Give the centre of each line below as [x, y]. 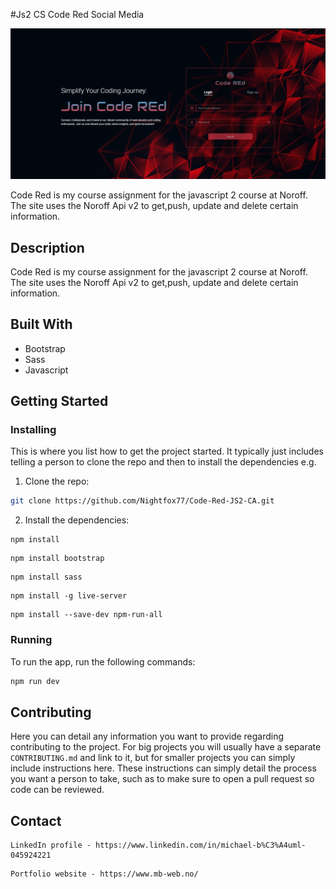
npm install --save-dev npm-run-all [86, 615]
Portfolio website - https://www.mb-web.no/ [104, 874]
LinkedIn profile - [51, 845]
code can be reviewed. [57, 790]
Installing [33, 430]
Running [31, 640]
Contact [36, 820]
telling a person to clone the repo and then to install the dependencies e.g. [163, 462]
